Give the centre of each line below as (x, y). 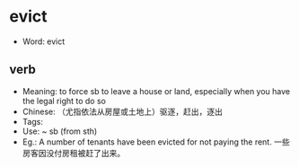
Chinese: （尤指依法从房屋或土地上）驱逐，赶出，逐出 (122, 111)
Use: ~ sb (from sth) (60, 131)
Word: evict (44, 41)
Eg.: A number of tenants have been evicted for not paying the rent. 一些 (156, 142)
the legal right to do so (64, 101)
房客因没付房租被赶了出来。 (74, 153)
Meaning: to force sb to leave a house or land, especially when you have (156, 91)
